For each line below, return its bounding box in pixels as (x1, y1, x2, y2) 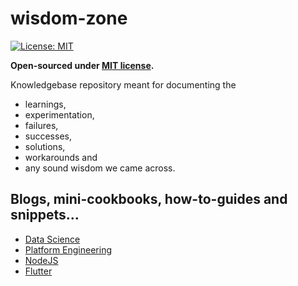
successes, (24, 130, 72, 142)
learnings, (24, 98, 67, 110)
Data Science (24, 233, 81, 245)
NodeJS (24, 254, 59, 266)
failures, (24, 119, 59, 131)
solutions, (24, 140, 66, 152)
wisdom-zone (10, 7, 128, 30)
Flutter (24, 265, 53, 277)
